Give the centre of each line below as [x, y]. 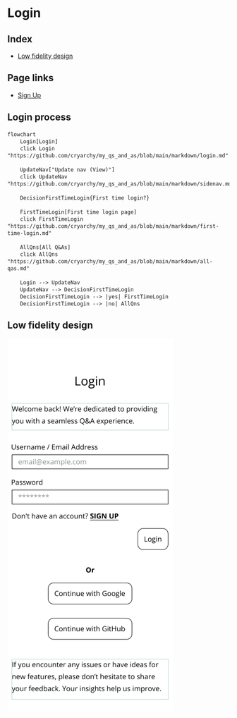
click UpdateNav [44, 177]
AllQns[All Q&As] [45, 247]
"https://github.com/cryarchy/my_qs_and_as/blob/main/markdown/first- [113, 226]
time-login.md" [30, 233]
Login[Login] [39, 141]
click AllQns [39, 254]
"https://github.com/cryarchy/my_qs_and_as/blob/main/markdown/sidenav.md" [121, 184]
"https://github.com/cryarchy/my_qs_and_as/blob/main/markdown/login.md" [118, 156]
